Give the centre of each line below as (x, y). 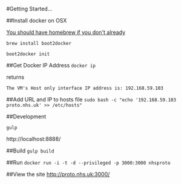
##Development (26, 117)
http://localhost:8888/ (34, 139)
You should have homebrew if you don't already (66, 32)
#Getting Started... (29, 9)
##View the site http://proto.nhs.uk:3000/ (58, 174)
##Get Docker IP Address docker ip (51, 65)
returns (15, 77)
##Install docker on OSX (37, 20)
